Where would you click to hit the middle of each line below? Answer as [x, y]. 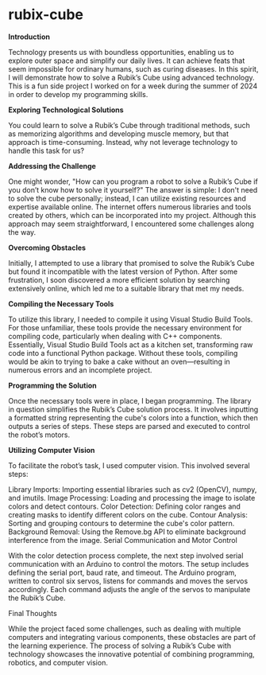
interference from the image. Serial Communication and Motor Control [123, 540]
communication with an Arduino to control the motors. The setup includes [129, 564]
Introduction [29, 37]
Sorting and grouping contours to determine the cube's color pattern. [121, 523]
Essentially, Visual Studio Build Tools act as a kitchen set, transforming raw [131, 345]
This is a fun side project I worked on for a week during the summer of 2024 [133, 86]
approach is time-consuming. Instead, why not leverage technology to [123, 142]
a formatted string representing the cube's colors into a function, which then [133, 417]
